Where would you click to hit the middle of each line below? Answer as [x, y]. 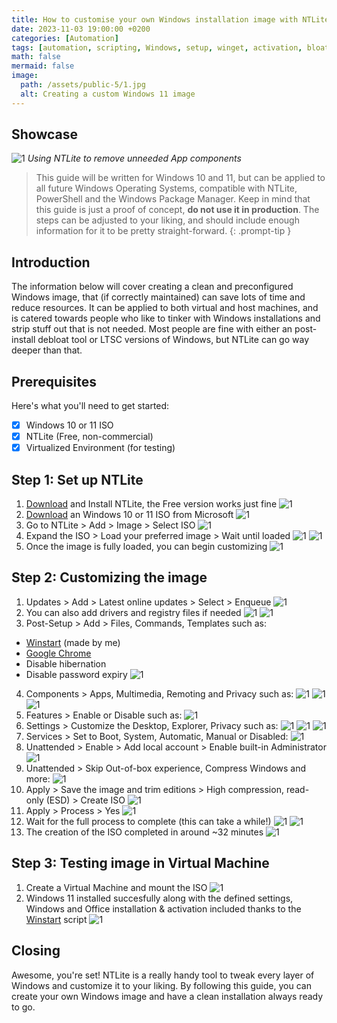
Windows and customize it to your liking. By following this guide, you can [161, 985]
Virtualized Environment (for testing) [100, 448]
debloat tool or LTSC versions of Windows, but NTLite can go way [173, 340]
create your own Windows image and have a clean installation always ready [167, 996]
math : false [36, 57]
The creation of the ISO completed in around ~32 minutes [144, 832]
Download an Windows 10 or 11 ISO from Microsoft [129, 515]
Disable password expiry [76, 674]
